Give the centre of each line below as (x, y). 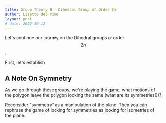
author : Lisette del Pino (32, 14)
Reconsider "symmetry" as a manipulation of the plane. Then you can (76, 105)
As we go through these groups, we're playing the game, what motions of (80, 90)
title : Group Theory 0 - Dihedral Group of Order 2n (61, 10)
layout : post (19, 19)
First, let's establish (25, 63)
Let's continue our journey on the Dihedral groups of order (65, 38)
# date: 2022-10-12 (25, 23)
